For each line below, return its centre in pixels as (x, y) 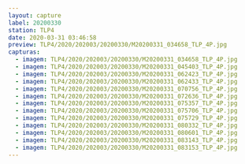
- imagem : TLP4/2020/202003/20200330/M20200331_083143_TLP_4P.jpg (126, 140)
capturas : (24, 52)
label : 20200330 (35, 23)
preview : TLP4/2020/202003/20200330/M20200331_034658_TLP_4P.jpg (117, 45)
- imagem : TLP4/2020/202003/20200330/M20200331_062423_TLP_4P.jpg (126, 74)
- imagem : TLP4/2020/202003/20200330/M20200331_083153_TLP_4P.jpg (126, 147)
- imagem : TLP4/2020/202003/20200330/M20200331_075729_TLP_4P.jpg (126, 118)
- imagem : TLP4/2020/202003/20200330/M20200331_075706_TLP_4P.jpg (126, 111)
